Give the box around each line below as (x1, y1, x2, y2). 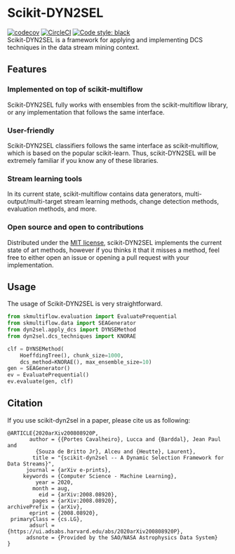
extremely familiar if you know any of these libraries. (7, 156, 159, 164)
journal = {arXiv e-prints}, (25, 466, 112, 473)
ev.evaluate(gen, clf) (7, 378, 74, 385)
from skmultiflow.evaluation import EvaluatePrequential (7, 313, 177, 320)
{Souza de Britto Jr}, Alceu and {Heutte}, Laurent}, (35, 448, 196, 455)
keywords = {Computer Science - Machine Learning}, (22, 473, 177, 480)
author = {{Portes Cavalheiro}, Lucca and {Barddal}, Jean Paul (29, 435, 221, 443)
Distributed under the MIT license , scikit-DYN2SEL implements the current (7, 238, 222, 246)
